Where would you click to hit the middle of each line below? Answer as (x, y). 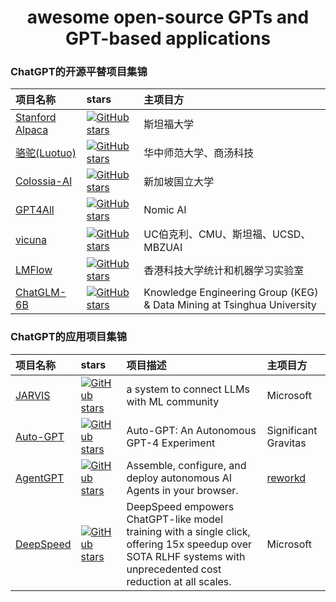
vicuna (31, 240)
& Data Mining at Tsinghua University (230, 305)
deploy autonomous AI (179, 478)
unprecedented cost (174, 569)
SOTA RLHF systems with (186, 556)
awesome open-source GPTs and (168, 17)
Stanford (36, 118)
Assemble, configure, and (186, 465)
